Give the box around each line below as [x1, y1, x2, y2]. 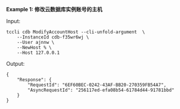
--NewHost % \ [17, 44, 52, 50]
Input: [6, 18, 21, 24]
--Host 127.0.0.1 [17, 50, 60, 56]
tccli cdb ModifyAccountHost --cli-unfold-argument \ [6, 29, 145, 35]
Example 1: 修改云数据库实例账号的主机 [6, 6, 103, 12]
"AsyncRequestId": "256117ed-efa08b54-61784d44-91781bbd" [27, 87, 175, 93]
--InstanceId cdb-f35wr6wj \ [17, 34, 89, 40]
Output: [6, 60, 25, 67]
